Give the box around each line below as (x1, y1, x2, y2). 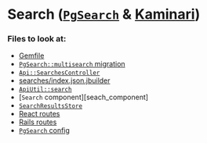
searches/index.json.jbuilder (18, 76, 111, 85)
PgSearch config (18, 126, 70, 135)
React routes (18, 109, 60, 119)
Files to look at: (7, 34, 67, 45)
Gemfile (18, 51, 45, 60)
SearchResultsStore (18, 102, 83, 110)
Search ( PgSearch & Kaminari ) (7, 5, 201, 23)
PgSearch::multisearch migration (18, 59, 126, 69)
